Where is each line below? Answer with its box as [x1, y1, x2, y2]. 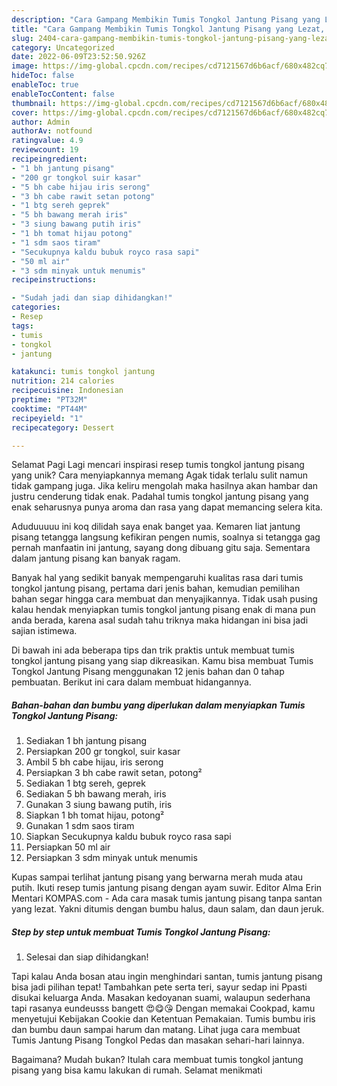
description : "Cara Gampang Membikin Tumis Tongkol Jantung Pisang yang [11, 14, 321, 25]
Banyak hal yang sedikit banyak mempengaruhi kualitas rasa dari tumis [11, 572, 304, 584]
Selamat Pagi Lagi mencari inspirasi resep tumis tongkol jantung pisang [11, 459, 305, 471]
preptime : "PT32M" [11, 395, 88, 405]
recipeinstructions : [11, 275, 98, 285]
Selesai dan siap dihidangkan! [25, 951, 149, 963]
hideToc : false [11, 71, 75, 81]
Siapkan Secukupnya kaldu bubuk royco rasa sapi [25, 831, 232, 843]
